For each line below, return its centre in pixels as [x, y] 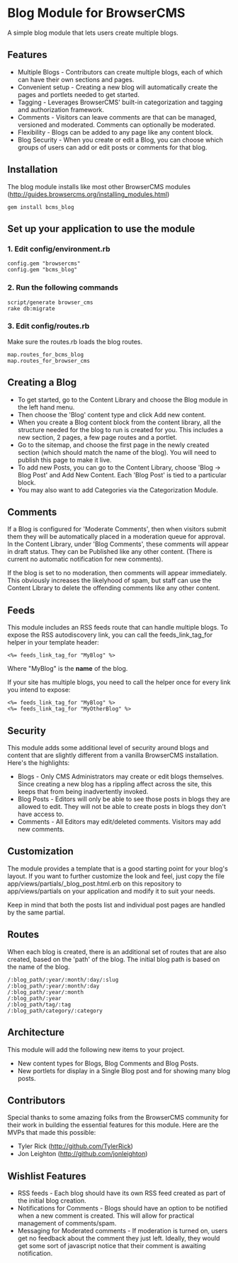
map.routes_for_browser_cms [49, 361]
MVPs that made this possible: [52, 1133]
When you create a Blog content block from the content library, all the [119, 422]
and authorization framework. [61, 109]
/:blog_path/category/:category [55, 1011]
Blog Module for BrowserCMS [96, 13]
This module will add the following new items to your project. [96, 1049]
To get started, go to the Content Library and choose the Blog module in [123, 400]
